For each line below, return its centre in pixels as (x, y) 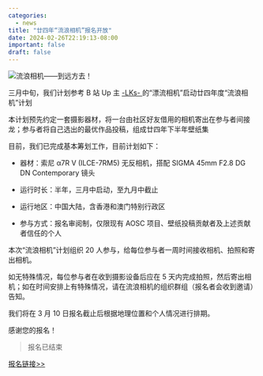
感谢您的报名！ (32, 330)
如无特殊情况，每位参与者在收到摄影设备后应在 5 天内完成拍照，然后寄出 (126, 277)
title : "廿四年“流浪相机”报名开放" (60, 30)
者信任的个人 (40, 233)
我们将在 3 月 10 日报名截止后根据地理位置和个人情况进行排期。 (111, 313)
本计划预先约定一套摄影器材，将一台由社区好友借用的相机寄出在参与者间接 (129, 119)
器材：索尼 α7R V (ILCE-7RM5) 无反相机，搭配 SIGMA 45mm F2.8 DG (133, 163)
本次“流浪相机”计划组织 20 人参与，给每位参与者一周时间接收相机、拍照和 (128, 250)
